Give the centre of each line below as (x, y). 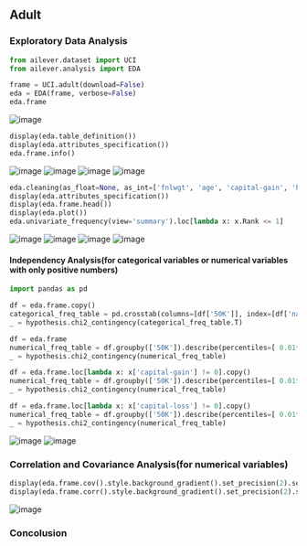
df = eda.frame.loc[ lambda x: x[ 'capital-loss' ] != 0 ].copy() (130, 406)
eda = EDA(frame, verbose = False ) (73, 94)
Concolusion (38, 532)
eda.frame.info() (42, 153)
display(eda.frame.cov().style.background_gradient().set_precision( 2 (147, 483)
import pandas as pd (49, 289)
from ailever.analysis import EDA (75, 69)
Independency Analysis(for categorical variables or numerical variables (149, 260)
